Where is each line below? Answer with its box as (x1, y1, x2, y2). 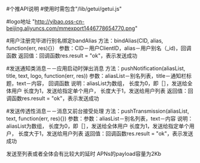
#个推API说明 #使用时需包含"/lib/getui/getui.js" (6, 5, 122, 12)
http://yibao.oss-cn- (35, 18, 85, 25)
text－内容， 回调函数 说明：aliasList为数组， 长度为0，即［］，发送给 (16, 80, 187, 87)
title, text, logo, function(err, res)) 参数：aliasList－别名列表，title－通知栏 (6, 73, 187, 79)
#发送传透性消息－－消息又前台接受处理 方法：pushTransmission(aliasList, (6, 107, 190, 114)
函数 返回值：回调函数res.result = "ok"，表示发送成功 (6, 52, 138, 59)
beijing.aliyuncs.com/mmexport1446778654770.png (6, 25, 135, 32)
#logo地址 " (6, 18, 35, 25)
